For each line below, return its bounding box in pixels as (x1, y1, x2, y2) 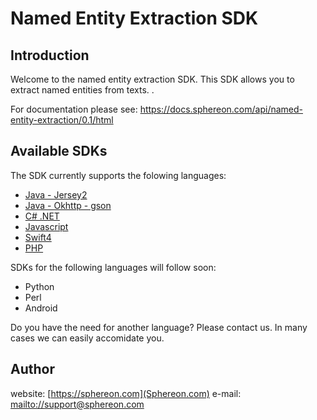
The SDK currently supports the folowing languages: (10, 169, 227, 181)
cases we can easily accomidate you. (10, 332, 165, 344)
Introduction (10, 47, 90, 64)
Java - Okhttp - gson (24, 199, 112, 211)
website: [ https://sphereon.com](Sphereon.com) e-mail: (10, 387, 242, 399)
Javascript (24, 220, 69, 232)
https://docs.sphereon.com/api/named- (139, 103, 303, 115)
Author (10, 361, 55, 378)
